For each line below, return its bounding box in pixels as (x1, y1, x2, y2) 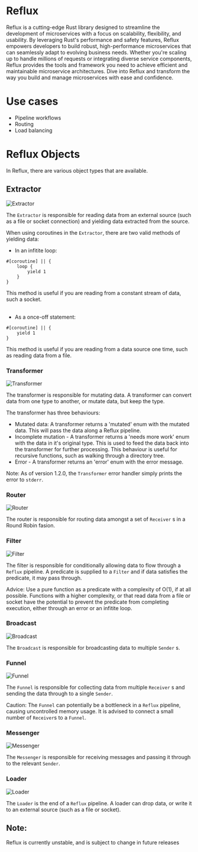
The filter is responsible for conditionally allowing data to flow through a (6, 562, 181, 569)
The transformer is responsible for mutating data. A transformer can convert (6, 391, 192, 399)
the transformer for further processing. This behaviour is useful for (14, 445, 177, 453)
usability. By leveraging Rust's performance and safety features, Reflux (6, 36, 179, 43)
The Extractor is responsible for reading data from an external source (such (6, 211, 191, 218)
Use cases (6, 95, 59, 108)
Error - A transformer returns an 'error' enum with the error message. (14, 458, 184, 465)
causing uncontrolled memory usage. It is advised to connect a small (6, 708, 174, 715)
